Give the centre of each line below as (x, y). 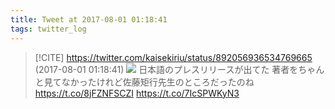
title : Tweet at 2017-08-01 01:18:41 (89, 19)
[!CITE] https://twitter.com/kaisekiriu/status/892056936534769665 (173, 57)
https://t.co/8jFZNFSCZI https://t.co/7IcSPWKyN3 (137, 93)
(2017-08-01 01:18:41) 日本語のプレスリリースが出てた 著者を (166, 69)
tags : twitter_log (48, 29)
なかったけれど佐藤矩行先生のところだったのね (158, 82)
